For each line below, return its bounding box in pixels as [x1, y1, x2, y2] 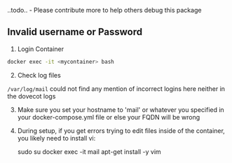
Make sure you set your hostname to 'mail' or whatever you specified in [17, 105, 224, 114]
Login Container [17, 45, 64, 53]
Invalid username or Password [7, 26, 142, 38]
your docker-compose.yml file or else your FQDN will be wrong [17, 113, 200, 121]
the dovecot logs [7, 92, 56, 100]
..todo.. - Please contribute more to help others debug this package [7, 6, 202, 14]
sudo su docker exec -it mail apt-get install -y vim [17, 147, 161, 156]
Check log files [17, 71, 61, 79]
